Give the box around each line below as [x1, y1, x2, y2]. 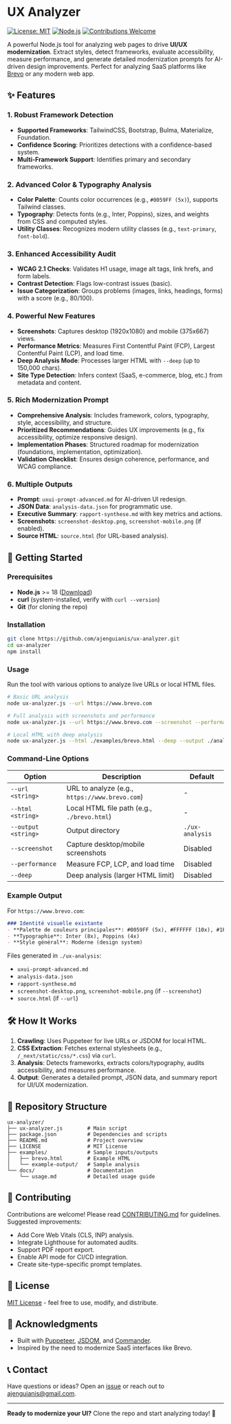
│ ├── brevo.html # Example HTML [7, 1155, 131, 1162]
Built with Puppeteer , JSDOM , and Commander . [16, 1337, 152, 1345]
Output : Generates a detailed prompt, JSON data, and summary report [16, 1073, 218, 1082]
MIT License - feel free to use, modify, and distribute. [7, 1298, 158, 1306]
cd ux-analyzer [7, 641, 51, 648]
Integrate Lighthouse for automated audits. [16, 1238, 139, 1246]
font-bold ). [16, 231, 49, 240]
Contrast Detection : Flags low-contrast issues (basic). [16, 280, 173, 288]
